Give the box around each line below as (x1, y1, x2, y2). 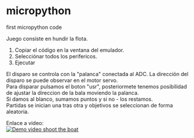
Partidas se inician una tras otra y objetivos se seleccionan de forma (6, 101, 173, 109)
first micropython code (6, 24, 62, 31)
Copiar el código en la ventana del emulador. (14, 46, 125, 54)
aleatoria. (6, 108, 29, 115)
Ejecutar (14, 59, 36, 66)
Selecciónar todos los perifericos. (14, 52, 97, 60)
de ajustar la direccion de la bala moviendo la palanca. (6, 89, 139, 96)
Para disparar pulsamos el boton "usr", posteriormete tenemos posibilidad (6, 83, 187, 90)
